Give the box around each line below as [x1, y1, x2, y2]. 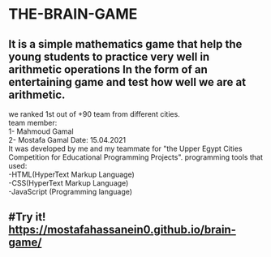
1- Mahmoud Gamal [8, 126, 75, 136]
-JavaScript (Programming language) [8, 187, 132, 196]
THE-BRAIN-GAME [8, 5, 138, 24]
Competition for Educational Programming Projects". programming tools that [8, 152, 264, 162]
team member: [8, 118, 58, 127]
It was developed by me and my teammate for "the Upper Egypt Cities [8, 143, 243, 153]
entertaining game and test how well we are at [8, 75, 246, 89]
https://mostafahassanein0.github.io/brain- [8, 223, 237, 237]
